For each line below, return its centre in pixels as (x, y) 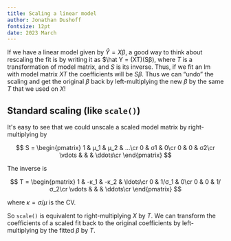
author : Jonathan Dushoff (44, 20)
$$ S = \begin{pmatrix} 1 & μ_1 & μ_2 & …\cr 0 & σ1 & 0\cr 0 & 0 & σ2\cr (115, 148)
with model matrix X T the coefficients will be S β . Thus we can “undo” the (111, 74)
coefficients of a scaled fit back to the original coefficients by (94, 223)
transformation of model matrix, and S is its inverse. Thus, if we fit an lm (109, 67)
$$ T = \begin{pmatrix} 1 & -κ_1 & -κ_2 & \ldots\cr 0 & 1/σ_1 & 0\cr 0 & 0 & (112, 182)
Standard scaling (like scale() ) (74, 111)
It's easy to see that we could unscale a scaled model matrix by (97, 127)
